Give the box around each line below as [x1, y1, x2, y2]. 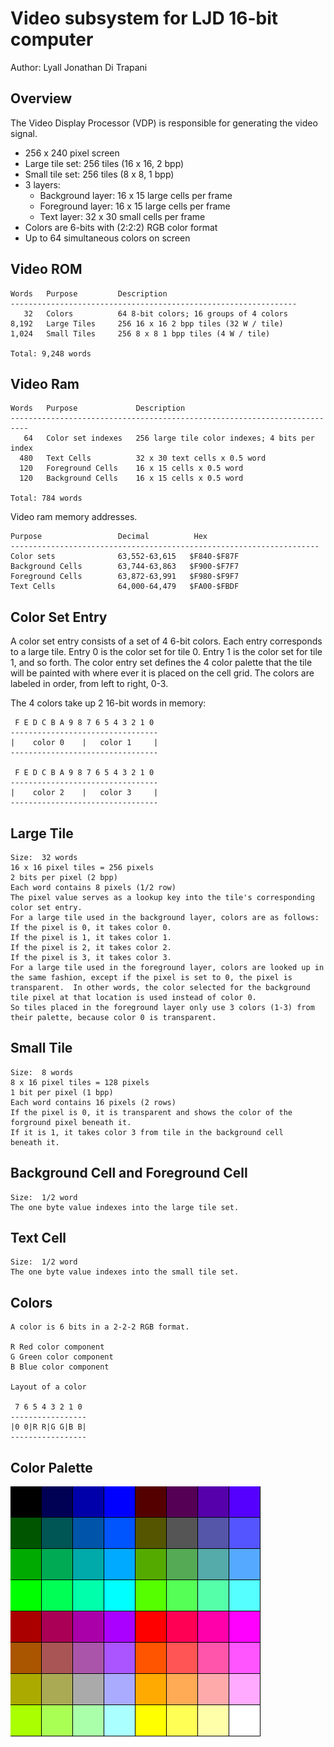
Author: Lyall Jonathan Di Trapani [10, 61, 148, 73]
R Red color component [10, 1342, 105, 1352]
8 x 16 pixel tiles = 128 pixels [10, 1077, 150, 1087]
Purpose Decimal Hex [10, 532, 208, 542]
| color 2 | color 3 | [10, 788, 159, 798]
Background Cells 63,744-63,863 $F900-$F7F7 [10, 562, 240, 572]
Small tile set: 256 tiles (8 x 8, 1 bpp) [24, 168, 175, 180]
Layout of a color [10, 1382, 87, 1392]
